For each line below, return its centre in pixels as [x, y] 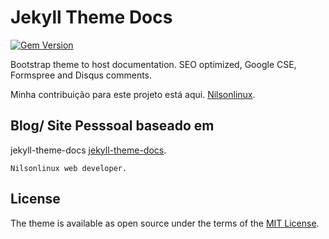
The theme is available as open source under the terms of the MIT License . [165, 223]
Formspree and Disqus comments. [81, 75]
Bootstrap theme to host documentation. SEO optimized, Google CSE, [153, 64]
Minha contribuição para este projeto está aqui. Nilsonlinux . [133, 94]
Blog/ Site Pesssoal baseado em [112, 126]
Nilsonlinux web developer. [69, 168]
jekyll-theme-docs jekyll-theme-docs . [88, 150]
